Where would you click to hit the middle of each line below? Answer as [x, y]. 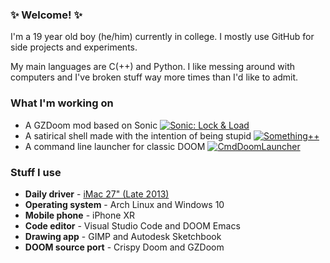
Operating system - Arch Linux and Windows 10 [124, 204]
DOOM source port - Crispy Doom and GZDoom [124, 247]
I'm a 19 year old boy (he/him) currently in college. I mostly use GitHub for [162, 37]
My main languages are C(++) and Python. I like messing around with [153, 67]
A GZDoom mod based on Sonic [91, 125]
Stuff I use [36, 172]
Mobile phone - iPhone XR [79, 215]
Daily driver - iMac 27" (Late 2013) [97, 194]
